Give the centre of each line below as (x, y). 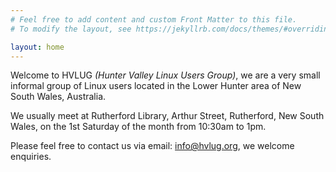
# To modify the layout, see (71, 29)
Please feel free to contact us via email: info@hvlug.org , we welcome (152, 146)
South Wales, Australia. (58, 97)
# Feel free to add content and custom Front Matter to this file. (154, 19)
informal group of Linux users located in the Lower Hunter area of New (156, 86)
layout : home (37, 47)
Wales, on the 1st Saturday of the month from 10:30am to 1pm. (138, 127)
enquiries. (31, 157)
